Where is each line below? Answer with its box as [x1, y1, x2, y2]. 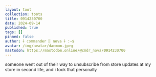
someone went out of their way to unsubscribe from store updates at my [5, 61, 151, 67]
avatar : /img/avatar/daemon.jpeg [5, 43, 73, 48]
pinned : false [5, 35, 34, 39]
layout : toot [5, 7, 32, 12]
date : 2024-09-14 [5, 20, 41, 26]
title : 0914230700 [5, 16, 43, 21]
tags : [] [5, 30, 23, 35]
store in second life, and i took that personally [5, 66, 97, 72]
